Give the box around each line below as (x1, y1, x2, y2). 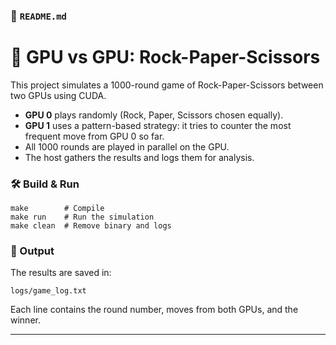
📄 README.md (10, 9, 67, 23)
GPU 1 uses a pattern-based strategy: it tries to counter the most (24, 119, 292, 131)
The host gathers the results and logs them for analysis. (24, 151, 255, 163)
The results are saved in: (10, 267, 112, 279)
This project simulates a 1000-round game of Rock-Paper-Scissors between (10, 79, 324, 91)
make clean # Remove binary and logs (10, 221, 172, 231)
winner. (10, 314, 41, 326)
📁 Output (10, 244, 55, 258)
